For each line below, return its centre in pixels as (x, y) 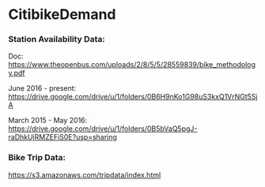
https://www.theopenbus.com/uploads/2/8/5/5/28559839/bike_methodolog (132, 65)
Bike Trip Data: (37, 158)
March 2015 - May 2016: (48, 121)
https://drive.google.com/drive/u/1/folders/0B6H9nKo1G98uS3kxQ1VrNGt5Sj (133, 97)
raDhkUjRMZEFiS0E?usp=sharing (62, 137)
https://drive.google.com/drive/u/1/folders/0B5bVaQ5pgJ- (103, 129)
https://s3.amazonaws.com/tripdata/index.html (85, 174)
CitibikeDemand (62, 15)
